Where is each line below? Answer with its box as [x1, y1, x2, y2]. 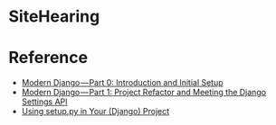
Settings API [21, 96, 69, 107]
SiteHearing [8, 6, 100, 27]
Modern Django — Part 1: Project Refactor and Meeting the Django [21, 87, 267, 98]
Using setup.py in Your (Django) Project [21, 106, 170, 117]
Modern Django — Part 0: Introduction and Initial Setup [21, 77, 224, 88]
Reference [8, 48, 88, 68]
